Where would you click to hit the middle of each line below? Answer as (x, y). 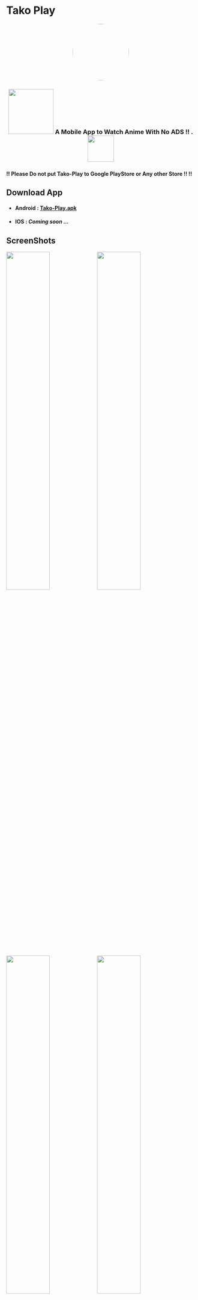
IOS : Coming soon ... (42, 222)
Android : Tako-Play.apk (46, 208)
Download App (34, 193)
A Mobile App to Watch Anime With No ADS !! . (124, 132)
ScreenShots (31, 240)
